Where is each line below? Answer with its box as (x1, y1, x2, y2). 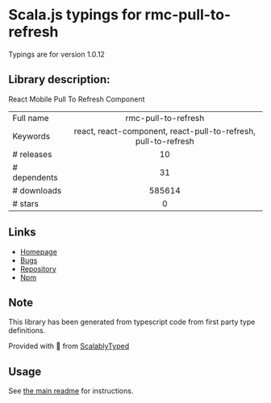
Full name (12, 112, 50, 123)
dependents (12, 172, 58, 183)
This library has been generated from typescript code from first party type (8, 317, 256, 327)
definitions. (8, 326, 46, 335)
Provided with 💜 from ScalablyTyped (8, 341, 130, 351)
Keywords (12, 131, 51, 142)
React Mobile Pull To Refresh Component (8, 94, 145, 104)
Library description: (8, 73, 110, 86)
